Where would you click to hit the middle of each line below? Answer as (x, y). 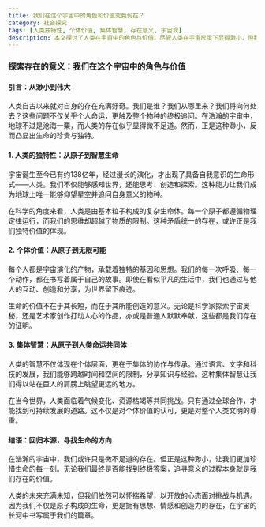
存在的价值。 (35, 479)
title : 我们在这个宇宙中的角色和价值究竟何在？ (77, 15)
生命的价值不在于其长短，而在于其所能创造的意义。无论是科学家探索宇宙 (125, 306)
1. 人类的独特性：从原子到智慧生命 (63, 155)
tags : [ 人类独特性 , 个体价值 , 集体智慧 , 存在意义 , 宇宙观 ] (95, 30)
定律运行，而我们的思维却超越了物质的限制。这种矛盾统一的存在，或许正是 (129, 220)
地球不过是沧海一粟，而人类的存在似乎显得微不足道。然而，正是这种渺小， (129, 126)
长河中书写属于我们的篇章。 (53, 515)
